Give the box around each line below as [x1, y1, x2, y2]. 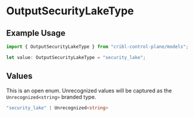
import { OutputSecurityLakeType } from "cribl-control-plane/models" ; [6, 44, 189, 50]
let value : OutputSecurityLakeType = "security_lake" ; [6, 54, 146, 60]
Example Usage [6, 28, 66, 38]
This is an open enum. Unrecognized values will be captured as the [6, 87, 172, 94]
